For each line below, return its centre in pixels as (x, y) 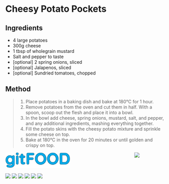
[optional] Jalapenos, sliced (42, 68)
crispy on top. (40, 145)
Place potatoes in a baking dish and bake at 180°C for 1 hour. (90, 101)
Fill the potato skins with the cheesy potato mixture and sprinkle (93, 128)
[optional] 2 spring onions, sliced (47, 62)
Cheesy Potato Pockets (56, 9)
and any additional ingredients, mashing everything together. (90, 123)
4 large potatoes (30, 40)
